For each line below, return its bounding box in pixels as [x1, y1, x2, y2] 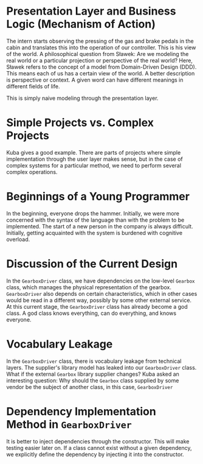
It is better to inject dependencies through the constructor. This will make [6, 437, 190, 445]
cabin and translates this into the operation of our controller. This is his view [6, 44, 196, 51]
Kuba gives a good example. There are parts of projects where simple [6, 149, 181, 156]
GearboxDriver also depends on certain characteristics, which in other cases [6, 290, 198, 297]
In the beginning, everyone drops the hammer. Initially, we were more [6, 209, 179, 217]
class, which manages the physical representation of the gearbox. [6, 283, 172, 290]
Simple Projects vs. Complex [6, 116, 154, 130]
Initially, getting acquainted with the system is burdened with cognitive [6, 229, 183, 236]
